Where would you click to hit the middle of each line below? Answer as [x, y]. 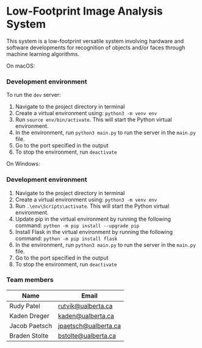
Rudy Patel [25, 306]
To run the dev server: [34, 95]
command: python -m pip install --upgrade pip [77, 225]
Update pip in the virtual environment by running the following [93, 219]
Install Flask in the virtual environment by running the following [94, 232]
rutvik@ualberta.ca [85, 306]
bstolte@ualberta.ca [87, 335]
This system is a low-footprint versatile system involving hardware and [95, 41]
